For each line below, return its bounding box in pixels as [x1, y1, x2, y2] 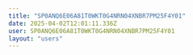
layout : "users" [8, 34, 63, 43]
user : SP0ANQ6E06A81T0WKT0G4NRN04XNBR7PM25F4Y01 [8, 27, 175, 35]
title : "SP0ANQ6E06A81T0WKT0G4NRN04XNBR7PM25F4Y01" [8, 11, 186, 20]
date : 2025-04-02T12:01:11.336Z [8, 19, 117, 27]
